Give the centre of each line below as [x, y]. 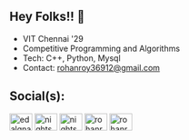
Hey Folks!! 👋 [47, 17]
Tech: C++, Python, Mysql [71, 58]
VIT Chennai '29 [53, 38]
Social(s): [37, 96]
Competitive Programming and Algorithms [101, 48]
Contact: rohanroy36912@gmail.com [91, 67]
